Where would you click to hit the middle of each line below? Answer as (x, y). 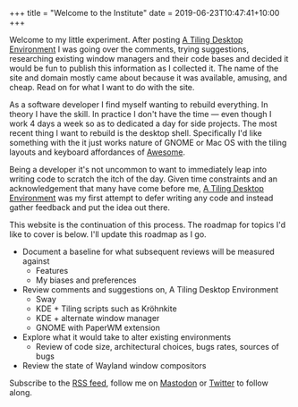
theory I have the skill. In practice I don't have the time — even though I (140, 114)
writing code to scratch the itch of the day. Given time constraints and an (144, 179)
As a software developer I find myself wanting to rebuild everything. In (139, 105)
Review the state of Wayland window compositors (114, 365)
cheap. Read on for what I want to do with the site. (102, 87)
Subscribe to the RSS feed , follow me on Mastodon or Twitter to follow (139, 383)
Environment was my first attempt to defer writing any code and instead (141, 198)
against (36, 261)
